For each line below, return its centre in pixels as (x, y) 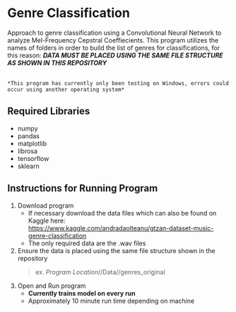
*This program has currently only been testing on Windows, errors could (118, 83)
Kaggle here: (47, 221)
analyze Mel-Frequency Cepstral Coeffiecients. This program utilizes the (113, 40)
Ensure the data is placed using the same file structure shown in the (116, 250)
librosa (27, 151)
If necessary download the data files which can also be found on (122, 213)
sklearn (29, 166)
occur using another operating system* (66, 89)
